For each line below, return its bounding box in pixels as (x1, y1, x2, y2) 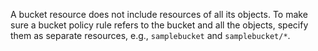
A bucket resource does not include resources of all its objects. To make (10, 9, 308, 20)
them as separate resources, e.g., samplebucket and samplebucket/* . (10, 30, 291, 41)
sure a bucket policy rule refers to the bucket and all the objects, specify (10, 19, 309, 31)
